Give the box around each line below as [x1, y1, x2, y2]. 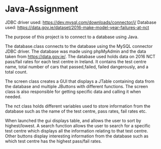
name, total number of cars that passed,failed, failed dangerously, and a [5, 64, 148, 70]
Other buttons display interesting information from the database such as [5, 133, 149, 139]
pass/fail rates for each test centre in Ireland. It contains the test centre [5, 59, 146, 64]
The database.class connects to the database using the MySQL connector [5, 43, 153, 49]
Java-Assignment [5, 3, 78, 15]
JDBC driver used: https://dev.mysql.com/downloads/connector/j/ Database [5, 19, 157, 25]
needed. [5, 93, 22, 100]
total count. [5, 69, 28, 74]
